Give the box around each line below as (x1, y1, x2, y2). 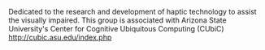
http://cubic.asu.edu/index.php (8, 32, 112, 42)
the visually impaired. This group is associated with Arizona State (8, 15, 227, 25)
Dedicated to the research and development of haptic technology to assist (8, 7, 258, 16)
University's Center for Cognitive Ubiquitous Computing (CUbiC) (8, 24, 225, 33)
